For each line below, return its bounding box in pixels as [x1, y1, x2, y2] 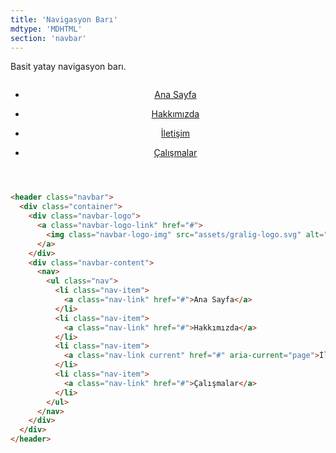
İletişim [160, 127, 191, 140]
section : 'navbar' [10, 33, 87, 43]
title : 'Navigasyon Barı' [10, 14, 118, 25]
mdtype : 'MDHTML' [10, 24, 83, 34]
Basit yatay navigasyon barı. [10, 61, 127, 73]
